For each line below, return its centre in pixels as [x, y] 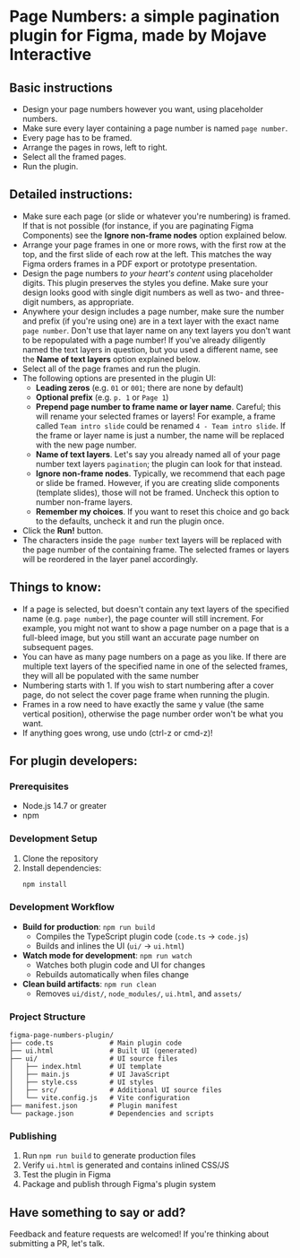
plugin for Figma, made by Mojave [138, 35]
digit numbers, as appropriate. [78, 301]
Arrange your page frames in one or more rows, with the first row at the [154, 245]
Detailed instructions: [71, 195]
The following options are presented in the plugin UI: [119, 377]
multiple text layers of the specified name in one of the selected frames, [155, 666]
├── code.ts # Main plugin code [95, 1043]
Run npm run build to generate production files [109, 1156]
